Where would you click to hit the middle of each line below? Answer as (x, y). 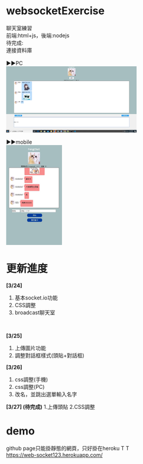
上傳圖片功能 (30, 348)
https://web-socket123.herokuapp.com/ (54, 455)
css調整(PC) (30, 386)
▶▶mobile (19, 142)
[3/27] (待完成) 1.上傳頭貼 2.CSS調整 (51, 407)
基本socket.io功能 (36, 298)
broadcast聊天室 (35, 312)
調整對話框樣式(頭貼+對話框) (49, 355)
